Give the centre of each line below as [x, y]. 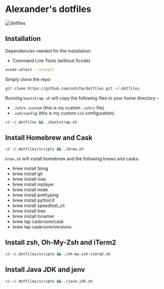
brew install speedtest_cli [38, 205]
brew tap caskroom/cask [38, 221]
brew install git [27, 174]
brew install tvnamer [33, 216]
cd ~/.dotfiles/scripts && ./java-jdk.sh [49, 281]
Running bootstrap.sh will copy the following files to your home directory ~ [82, 98]
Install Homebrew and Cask [49, 138]
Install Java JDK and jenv [45, 270]
